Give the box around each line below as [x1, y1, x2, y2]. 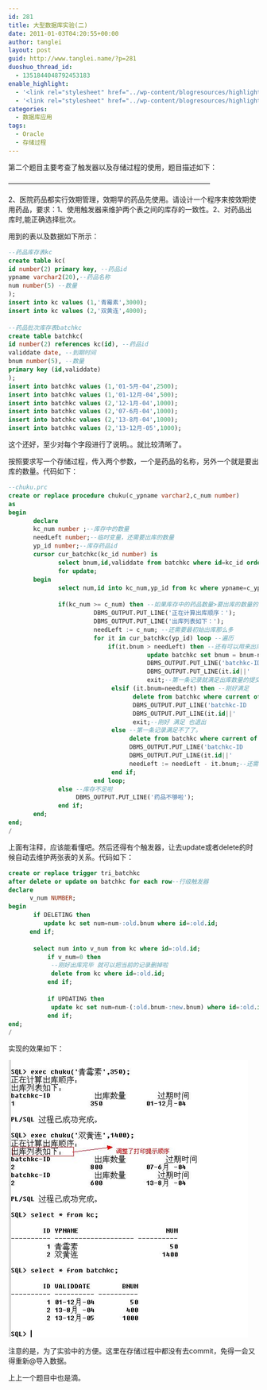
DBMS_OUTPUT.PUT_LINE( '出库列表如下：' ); [93, 618, 225, 625]
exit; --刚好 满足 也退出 [132, 718, 207, 726]
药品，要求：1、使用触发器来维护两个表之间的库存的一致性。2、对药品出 [14, 204, 253, 214]
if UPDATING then [47, 994, 105, 1003]
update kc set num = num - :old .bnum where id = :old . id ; [43, 920, 219, 927]
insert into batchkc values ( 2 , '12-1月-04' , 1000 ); [8, 399, 179, 407]
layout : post [8, 46, 52, 55]
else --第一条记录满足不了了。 [110, 726, 202, 734]
